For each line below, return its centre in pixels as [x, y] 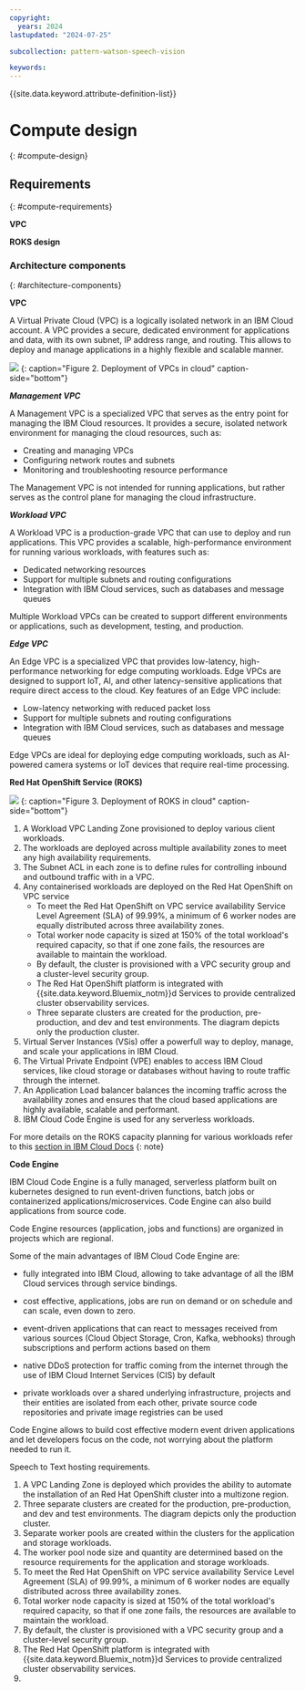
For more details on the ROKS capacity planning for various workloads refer [151, 1137]
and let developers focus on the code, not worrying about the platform [141, 1440]
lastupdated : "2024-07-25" [61, 35]
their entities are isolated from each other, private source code [140, 1403]
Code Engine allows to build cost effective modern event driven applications [152, 1430]
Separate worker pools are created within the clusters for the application [158, 1533]
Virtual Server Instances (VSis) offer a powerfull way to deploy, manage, [158, 1042]
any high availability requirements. [87, 857]
